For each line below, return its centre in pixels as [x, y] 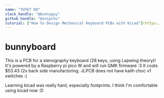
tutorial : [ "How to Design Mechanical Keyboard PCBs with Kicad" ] [74, 23]
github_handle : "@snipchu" [32, 18]
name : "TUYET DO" [23, 9]
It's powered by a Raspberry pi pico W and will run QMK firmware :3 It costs [82, 65]
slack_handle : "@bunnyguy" [32, 14]
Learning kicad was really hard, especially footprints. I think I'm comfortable [81, 85]
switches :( [16, 76]
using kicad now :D [24, 91]
